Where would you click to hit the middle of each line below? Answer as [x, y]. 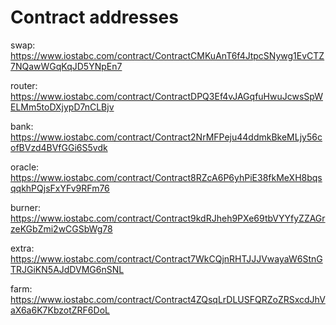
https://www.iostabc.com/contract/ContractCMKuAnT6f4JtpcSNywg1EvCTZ [167, 55]
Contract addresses [94, 17]
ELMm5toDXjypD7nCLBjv [62, 107]
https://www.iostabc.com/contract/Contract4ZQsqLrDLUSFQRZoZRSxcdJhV [168, 299]
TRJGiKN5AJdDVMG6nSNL [67, 269]
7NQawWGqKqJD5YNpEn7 [66, 66]
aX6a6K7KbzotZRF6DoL [60, 310]
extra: [22, 248]
